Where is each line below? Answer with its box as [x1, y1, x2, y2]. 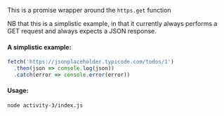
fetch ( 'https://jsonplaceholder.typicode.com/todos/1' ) [7, 59, 174, 66]
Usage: [7, 87, 29, 95]
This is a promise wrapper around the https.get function [7, 6, 171, 14]
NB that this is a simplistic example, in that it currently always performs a [7, 20, 218, 27]
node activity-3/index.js [7, 102, 83, 109]
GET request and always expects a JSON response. [7, 27, 157, 35]
